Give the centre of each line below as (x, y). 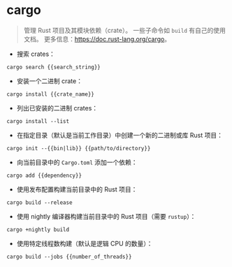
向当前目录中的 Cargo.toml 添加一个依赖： (77, 162)
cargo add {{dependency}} (44, 175)
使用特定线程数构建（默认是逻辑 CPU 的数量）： (85, 243)
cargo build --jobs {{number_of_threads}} (69, 257)
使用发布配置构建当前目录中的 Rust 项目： (77, 189)
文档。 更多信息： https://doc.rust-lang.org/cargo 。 (97, 39)
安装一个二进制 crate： (50, 81)
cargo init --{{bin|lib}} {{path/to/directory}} (79, 148)
